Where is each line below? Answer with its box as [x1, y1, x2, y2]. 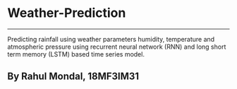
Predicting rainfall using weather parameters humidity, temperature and [7, 35, 215, 43]
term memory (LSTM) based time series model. [7, 49, 145, 58]
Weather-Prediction [7, 5, 126, 21]
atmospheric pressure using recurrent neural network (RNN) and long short [7, 42, 226, 51]
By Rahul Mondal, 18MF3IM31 [7, 71, 140, 83]
